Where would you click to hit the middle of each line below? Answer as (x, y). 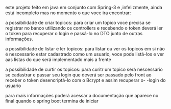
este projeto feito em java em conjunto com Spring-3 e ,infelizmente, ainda (84, 7)
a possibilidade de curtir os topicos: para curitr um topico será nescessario (84, 69)
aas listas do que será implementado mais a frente (58, 60)
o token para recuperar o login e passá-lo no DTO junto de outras (74, 33)
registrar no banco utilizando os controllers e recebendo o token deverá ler (84, 28)
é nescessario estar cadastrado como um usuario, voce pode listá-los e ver (85, 54)
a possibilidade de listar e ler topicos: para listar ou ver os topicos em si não (85, 49)
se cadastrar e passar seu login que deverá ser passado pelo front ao (78, 75)
